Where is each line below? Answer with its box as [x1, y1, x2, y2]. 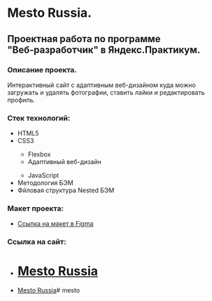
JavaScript [27, 171, 59, 180]
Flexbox [27, 150, 51, 159]
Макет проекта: [7, 203, 64, 213]
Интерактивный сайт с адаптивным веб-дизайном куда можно [7, 81, 196, 89]
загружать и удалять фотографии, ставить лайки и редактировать [7, 88, 205, 96]
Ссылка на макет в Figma [17, 220, 94, 228]
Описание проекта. [7, 65, 77, 74]
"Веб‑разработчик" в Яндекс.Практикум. [7, 44, 201, 55]
